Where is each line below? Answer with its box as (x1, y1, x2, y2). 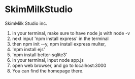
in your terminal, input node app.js (12, 57, 84, 63)
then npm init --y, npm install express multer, (12, 41, 106, 47)
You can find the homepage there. (12, 67, 84, 74)
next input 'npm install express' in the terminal (12, 35, 109, 42)
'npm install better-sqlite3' (12, 52, 68, 58)
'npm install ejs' (12, 46, 45, 52)
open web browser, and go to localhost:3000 (12, 62, 107, 68)
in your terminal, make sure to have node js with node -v (12, 30, 130, 36)
